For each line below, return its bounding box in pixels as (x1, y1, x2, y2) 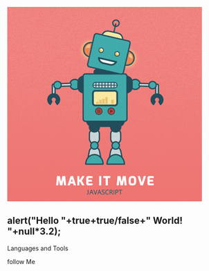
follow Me (7, 257, 36, 265)
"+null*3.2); (7, 225, 61, 238)
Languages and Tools (7, 244, 69, 252)
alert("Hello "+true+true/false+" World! (7, 215, 183, 227)
